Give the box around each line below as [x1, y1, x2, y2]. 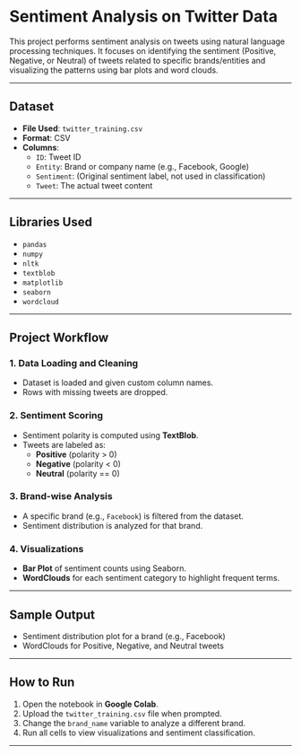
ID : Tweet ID [35, 151, 82, 162]
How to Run [9, 675, 75, 690]
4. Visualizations [9, 542, 84, 555]
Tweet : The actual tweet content [35, 180, 153, 190]
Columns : [21, 142, 60, 153]
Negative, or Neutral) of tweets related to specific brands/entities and [9, 55, 266, 66]
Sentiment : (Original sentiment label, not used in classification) [35, 171, 266, 181]
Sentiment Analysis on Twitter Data [9, 6, 279, 27]
